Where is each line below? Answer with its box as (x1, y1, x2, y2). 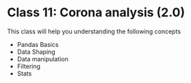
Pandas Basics (16, 40, 59, 48)
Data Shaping (16, 48, 56, 56)
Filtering (16, 62, 41, 70)
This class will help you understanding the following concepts (7, 27, 181, 35)
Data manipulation (16, 54, 68, 63)
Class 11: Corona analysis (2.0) (7, 5, 186, 20)
